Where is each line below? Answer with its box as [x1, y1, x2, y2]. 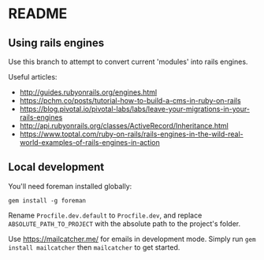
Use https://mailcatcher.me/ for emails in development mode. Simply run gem [8, 234, 256, 243]
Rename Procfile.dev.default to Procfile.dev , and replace [8, 210, 203, 220]
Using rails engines [8, 36, 105, 50]
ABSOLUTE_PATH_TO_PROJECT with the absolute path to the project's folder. [8, 218, 241, 228]
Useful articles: [8, 72, 58, 81]
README [8, 5, 68, 23]
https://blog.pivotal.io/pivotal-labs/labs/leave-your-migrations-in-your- [19, 104, 251, 113]
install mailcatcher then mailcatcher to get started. [8, 242, 180, 252]
